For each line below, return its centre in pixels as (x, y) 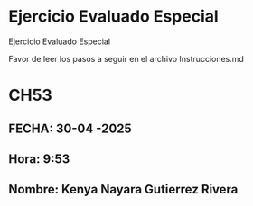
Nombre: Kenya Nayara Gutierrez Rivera (123, 189)
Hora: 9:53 (39, 159)
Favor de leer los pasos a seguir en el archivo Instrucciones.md (126, 58)
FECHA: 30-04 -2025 (70, 128)
